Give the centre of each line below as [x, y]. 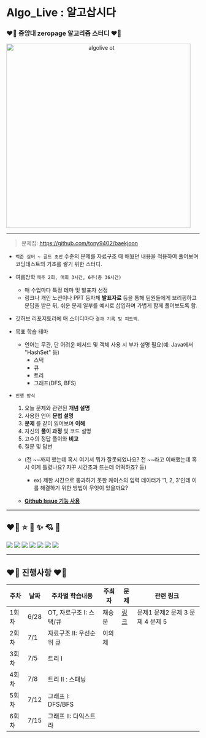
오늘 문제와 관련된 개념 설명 [57, 408]
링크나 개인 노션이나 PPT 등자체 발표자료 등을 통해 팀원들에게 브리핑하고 [111, 298]
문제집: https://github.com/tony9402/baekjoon [80, 243]
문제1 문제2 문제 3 [162, 613]
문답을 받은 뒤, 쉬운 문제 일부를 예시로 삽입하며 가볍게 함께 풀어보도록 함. [111, 305]
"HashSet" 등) [42, 352]
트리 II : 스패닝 [67, 680]
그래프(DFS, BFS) [55, 383]
